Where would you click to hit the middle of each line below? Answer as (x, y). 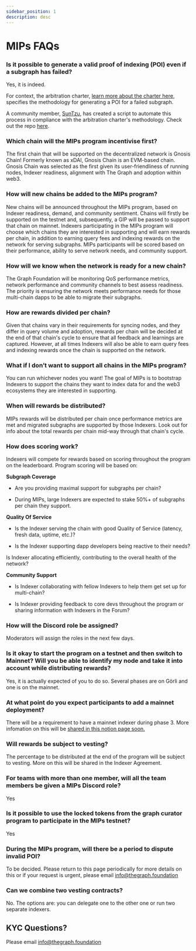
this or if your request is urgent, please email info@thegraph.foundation (92, 875)
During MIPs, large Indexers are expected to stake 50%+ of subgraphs (100, 500)
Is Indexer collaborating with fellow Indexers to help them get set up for (100, 586)
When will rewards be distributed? (56, 406)
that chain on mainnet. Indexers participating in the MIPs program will (90, 225)
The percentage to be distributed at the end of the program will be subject (96, 757)
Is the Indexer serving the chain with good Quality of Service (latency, (99, 528)
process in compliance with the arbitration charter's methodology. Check (94, 119)
